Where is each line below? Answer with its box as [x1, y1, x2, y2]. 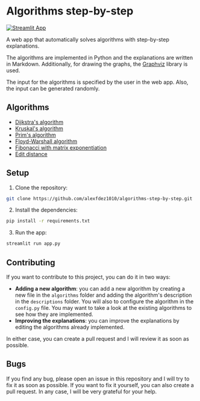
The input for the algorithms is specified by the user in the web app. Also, [6, 78, 189, 86]
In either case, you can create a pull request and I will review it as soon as [6, 335, 190, 342]
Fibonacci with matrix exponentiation [14, 144, 107, 151]
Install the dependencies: [14, 206, 78, 213]
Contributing [6, 257, 55, 268]
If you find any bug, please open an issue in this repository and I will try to [6, 375, 190, 382]
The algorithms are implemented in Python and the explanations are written [6, 54, 193, 61]
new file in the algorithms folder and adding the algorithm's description [14, 291, 192, 298]
